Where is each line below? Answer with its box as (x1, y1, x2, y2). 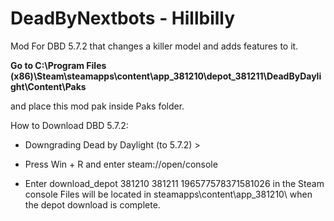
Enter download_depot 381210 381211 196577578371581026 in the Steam (24, 177, 325, 189)
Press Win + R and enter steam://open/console (24, 158, 218, 170)
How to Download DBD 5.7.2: (10, 119, 129, 131)
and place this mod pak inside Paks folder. (10, 100, 185, 112)
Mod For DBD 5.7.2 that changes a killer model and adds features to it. (10, 40, 299, 52)
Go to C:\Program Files (10, 59, 107, 71)
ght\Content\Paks (10, 80, 87, 92)
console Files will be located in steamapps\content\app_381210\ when (24, 188, 313, 200)
